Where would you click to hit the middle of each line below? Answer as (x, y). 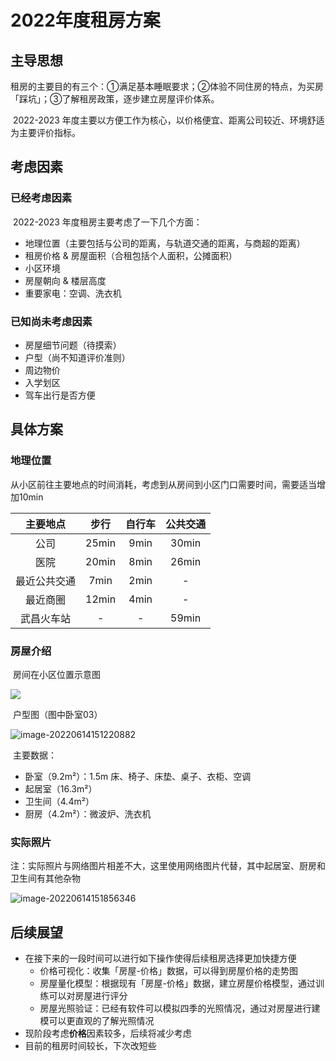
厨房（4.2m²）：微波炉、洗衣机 (88, 813)
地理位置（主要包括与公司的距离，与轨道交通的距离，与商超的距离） (165, 243)
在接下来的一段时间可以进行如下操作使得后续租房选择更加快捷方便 (160, 958)
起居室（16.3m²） (61, 788)
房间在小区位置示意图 (56, 674)
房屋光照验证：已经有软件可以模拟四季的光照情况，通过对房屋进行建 (180, 1008)
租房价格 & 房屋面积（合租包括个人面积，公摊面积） (131, 255)
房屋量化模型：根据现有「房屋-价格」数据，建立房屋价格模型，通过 (178, 983)
